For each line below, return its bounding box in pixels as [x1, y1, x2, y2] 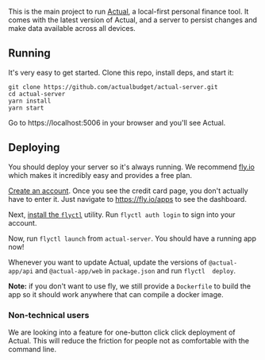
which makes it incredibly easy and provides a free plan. [8, 170, 193, 180]
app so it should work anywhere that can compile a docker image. [8, 289, 224, 299]
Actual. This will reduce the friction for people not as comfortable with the [8, 335, 250, 345]
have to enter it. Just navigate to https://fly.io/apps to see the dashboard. [8, 194, 248, 203]
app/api [8, 267, 34, 275]
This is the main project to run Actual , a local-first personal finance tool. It [8, 7, 249, 16]
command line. [8, 344, 57, 354]
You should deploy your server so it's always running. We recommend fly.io [8, 162, 255, 172]
